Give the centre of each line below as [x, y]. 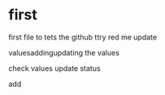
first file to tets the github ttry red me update [82, 37]
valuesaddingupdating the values [64, 52]
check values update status [54, 68]
